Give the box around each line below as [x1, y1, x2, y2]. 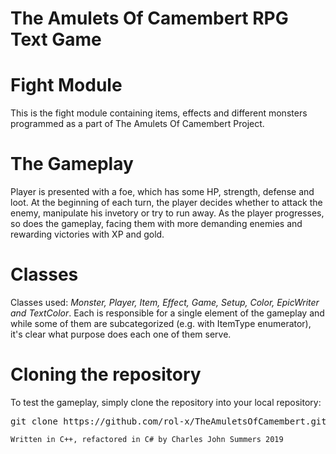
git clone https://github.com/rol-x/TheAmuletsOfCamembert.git [10, 415, 327, 427]
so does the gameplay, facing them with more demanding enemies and [10, 218, 303, 230]
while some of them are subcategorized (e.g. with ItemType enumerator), [10, 318, 312, 329]
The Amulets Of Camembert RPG [10, 7, 289, 30]
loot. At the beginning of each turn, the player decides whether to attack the [10, 197, 323, 209]
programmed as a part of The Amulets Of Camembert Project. [10, 118, 265, 130]
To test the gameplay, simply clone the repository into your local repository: [10, 396, 322, 408]
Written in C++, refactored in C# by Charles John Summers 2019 [10, 434, 284, 444]
